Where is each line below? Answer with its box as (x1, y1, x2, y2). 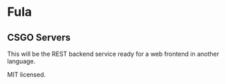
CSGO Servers (7, 32, 71, 43)
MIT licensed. (7, 70, 46, 78)
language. (7, 57, 36, 65)
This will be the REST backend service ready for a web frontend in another (7, 50, 220, 58)
